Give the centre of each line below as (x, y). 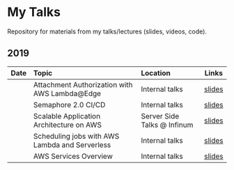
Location (156, 72)
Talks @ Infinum (167, 125)
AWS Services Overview (73, 156)
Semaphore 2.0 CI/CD (70, 105)
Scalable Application (67, 116)
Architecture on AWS (68, 125)
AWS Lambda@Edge (68, 93)
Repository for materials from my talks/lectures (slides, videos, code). (107, 31)
